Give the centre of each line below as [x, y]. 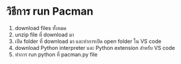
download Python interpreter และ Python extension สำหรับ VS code [95, 48]
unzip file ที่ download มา [44, 35]
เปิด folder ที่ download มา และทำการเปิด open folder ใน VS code [88, 41]
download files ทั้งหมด [40, 28]
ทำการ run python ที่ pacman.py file [56, 54]
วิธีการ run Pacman [50, 11]
